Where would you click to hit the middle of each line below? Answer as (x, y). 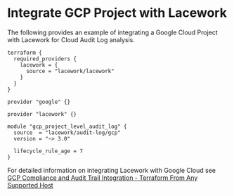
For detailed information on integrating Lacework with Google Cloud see (112, 170)
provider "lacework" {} (42, 114)
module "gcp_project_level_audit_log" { (67, 126)
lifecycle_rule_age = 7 (48, 151)
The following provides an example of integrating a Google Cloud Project (112, 32)
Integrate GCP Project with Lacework (117, 13)
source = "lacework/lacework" (70, 71)
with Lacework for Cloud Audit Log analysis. (71, 39)
